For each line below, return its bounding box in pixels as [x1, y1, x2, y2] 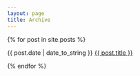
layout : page [7, 10, 45, 17]
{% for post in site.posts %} [7, 35, 86, 43]
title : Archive [7, 16, 51, 23]
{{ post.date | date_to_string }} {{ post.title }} [7, 49, 133, 57]
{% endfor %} [7, 62, 47, 70]
